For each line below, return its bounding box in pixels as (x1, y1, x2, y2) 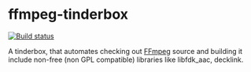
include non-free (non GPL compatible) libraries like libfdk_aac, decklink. (8, 55, 244, 64)
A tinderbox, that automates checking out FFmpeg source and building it (8, 46, 242, 56)
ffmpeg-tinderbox (8, 5, 128, 23)
